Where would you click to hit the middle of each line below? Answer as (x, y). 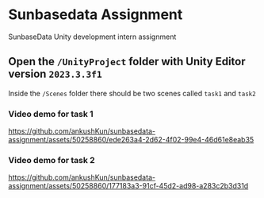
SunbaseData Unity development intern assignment (92, 37)
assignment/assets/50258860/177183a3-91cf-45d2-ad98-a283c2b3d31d (128, 186)
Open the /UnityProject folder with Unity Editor (127, 62)
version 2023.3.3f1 (55, 74)
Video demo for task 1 (51, 114)
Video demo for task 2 (52, 160)
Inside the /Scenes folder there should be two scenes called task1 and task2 (132, 93)
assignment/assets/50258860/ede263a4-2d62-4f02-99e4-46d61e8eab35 (131, 140)
